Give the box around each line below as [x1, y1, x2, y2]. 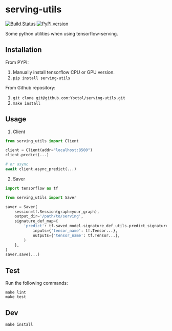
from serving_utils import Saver [5, 195, 77, 200]
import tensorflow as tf [5, 186, 58, 191]
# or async [5, 162, 29, 167]
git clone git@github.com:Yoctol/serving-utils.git [12, 95, 125, 101]
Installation [5, 45, 42, 54]
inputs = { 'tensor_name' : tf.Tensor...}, [32, 228, 118, 233]
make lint [5, 290, 27, 295]
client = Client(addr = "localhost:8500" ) [5, 148, 93, 153]
